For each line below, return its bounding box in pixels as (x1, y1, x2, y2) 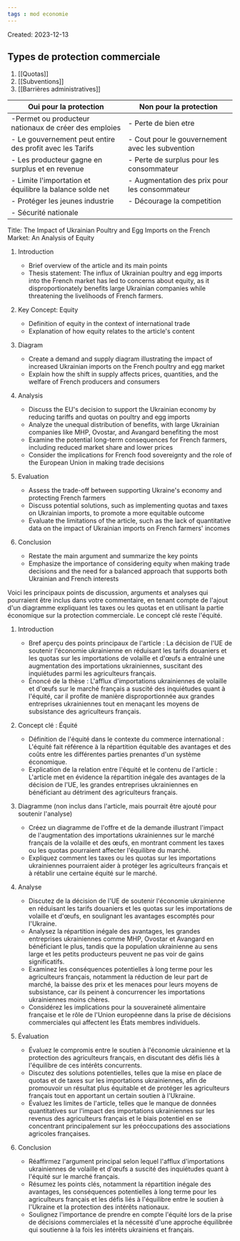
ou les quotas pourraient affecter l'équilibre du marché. (28, 846, 191, 855)
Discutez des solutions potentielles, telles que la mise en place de (28, 1069, 222, 1077)
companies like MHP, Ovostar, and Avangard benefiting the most (28, 428, 219, 437)
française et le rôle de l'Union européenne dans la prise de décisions (28, 1011, 231, 1019)
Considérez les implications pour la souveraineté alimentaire (28, 1003, 206, 1012)
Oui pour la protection (27, 102, 105, 112)
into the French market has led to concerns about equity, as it (28, 277, 209, 285)
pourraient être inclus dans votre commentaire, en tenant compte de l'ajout (7, 596, 229, 605)
